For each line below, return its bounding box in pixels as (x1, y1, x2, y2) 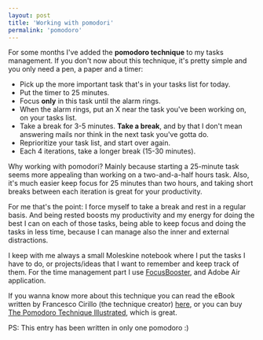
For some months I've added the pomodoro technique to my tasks (8, 48, 224, 57)
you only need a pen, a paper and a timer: (8, 65, 144, 74)
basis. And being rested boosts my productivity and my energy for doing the (8, 210, 255, 220)
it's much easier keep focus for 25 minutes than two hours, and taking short (8, 179, 254, 188)
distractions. (8, 235, 49, 245)
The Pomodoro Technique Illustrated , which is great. (8, 308, 178, 317)
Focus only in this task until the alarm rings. (19, 96, 161, 106)
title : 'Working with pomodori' (8, 19, 114, 27)
